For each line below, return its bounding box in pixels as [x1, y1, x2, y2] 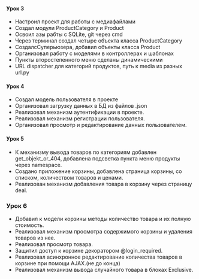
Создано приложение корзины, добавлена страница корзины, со [14, 168, 182, 175]
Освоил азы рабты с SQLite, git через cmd [14, 31, 123, 38]
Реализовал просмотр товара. [14, 240, 93, 248]
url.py [14, 69, 30, 76]
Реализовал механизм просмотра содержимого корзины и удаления [14, 228, 193, 235]
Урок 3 [6, 5, 25, 12]
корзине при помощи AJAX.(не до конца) [14, 259, 121, 266]
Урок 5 [6, 135, 24, 142]
